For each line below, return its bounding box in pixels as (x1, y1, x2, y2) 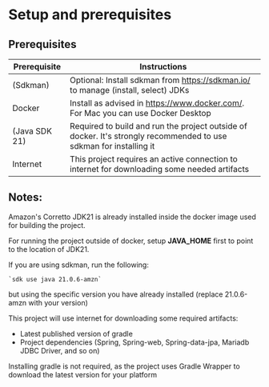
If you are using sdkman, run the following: (8, 260, 150, 269)
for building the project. (8, 220, 86, 229)
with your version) (28, 297, 88, 307)
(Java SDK (12, 126, 52, 137)
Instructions (139, 62, 187, 72)
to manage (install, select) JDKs (69, 85, 190, 95)
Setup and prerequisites (8, 6, 172, 24)
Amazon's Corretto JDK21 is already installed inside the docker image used (8, 212, 256, 221)
